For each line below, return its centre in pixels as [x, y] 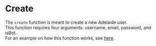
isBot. [11, 33]
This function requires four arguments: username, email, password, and [78, 27]
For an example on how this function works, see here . [60, 38]
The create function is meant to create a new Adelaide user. [66, 22]
